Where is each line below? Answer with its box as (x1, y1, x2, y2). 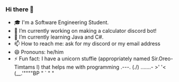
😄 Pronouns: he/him (13, 49, 64, 56)
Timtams (13, 64, 36, 71)
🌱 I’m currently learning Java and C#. (13, 33, 104, 40)
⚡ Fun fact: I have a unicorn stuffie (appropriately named (13, 55, 150, 62)
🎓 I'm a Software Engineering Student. (13, 19, 109, 26)
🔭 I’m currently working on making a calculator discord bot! (13, 28, 157, 35)
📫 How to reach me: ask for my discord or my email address (13, 40, 161, 47)
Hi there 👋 (5, 5, 35, 13)
